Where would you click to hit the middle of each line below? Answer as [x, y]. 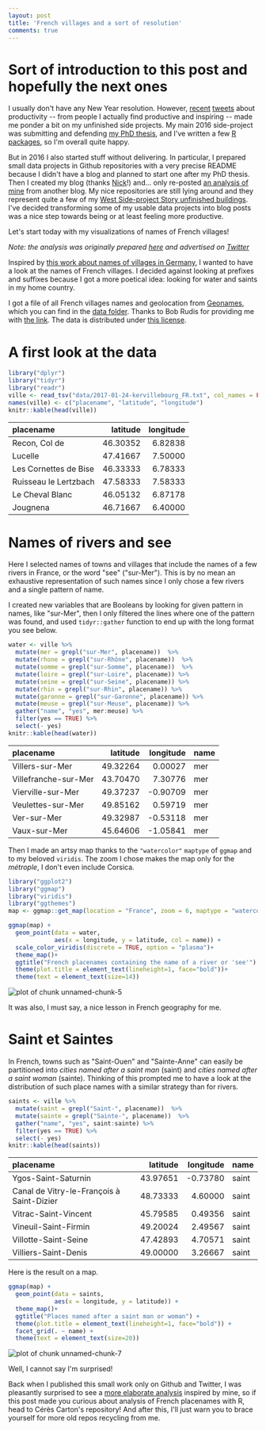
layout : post [30, 15]
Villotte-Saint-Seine [50, 1240]
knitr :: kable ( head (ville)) [53, 410]
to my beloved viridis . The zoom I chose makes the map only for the [122, 858]
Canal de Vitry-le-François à [66, 1191]
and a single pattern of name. [56, 590]
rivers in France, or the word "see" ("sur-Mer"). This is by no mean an [122, 573]
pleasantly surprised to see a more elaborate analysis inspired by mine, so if [132, 1393]
